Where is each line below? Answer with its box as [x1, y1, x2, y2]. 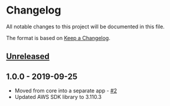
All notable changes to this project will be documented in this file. [6, 23, 165, 30]
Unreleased [6, 51, 50, 62]
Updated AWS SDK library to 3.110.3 [14, 94, 102, 101]
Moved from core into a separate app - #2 [14, 87, 117, 94]
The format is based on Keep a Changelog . [6, 34, 110, 41]
